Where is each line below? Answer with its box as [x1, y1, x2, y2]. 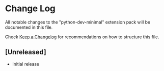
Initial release [12, 61, 39, 67]
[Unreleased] [5, 48, 47, 56]
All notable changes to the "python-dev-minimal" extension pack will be [5, 19, 151, 25]
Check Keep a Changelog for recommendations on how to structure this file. [5, 34, 160, 40]
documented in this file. [5, 24, 53, 30]
